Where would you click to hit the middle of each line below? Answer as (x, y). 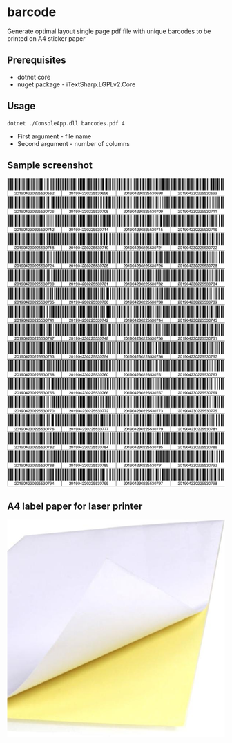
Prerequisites (37, 61)
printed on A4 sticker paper (46, 38)
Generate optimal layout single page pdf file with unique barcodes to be (109, 31)
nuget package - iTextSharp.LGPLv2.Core (76, 84)
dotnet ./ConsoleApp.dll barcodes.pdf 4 (66, 123)
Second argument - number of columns (73, 143)
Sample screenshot (50, 165)
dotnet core (33, 77)
